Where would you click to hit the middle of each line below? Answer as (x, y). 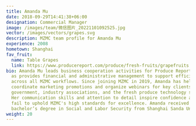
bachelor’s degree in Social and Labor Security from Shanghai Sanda (97, 109)
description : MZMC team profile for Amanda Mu (64, 38)
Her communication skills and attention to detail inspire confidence (99, 98)
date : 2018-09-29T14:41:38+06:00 (47, 17)
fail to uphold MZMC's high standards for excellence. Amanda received (100, 103)
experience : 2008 (27, 44)
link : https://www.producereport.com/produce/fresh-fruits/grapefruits (100, 65)
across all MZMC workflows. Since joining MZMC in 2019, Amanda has (96, 82)
